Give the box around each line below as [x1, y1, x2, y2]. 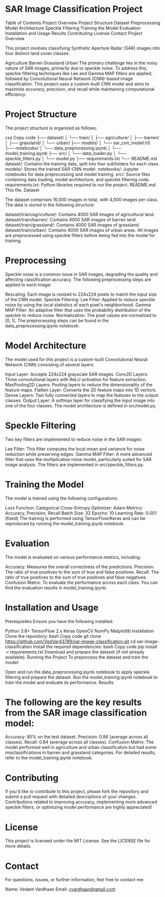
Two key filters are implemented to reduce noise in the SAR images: [5, 436, 143, 442]
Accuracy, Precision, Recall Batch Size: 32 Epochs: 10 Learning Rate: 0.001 [5, 510, 157, 516]
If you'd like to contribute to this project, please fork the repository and [5, 788, 149, 794]
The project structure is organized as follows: [5, 125, 97, 131]
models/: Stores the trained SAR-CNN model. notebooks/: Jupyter [5, 166, 139, 172]
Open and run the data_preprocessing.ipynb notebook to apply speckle [5, 669, 150, 675]
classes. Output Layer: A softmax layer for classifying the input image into [5, 397, 155, 403]
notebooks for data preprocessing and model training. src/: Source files [5, 171, 150, 177]
